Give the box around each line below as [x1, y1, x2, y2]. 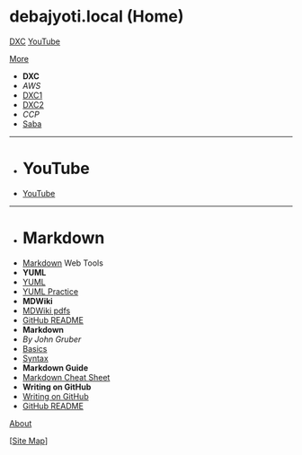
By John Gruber [22, 334, 82, 345]
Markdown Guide [22, 362, 89, 373]
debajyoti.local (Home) [9, 6, 184, 27]
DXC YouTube [9, 36, 61, 47]
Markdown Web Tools [22, 258, 103, 268]
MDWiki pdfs [22, 305, 71, 316]
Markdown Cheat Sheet [22, 372, 111, 382]
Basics [22, 343, 48, 354]
